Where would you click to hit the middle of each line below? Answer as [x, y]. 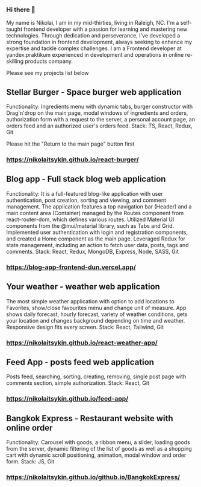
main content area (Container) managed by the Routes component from [95, 213]
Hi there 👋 [21, 10]
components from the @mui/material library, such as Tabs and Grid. [90, 225]
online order [29, 427]
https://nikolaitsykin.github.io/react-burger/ [73, 160]
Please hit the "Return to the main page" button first [70, 144]
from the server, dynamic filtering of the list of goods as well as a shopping [99, 449]
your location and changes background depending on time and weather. [96, 320]
